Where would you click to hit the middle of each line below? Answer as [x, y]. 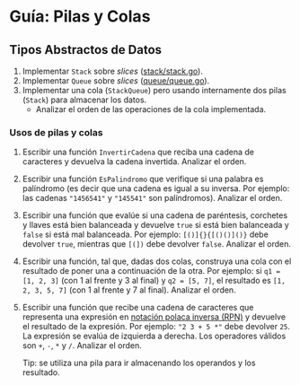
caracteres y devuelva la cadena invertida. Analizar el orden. [134, 162]
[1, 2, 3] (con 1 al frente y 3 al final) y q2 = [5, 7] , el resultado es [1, [154, 281]
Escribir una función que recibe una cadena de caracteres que [138, 308]
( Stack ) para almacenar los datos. [84, 100]
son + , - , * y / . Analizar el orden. [82, 346]
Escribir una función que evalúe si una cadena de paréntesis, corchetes [155, 215]
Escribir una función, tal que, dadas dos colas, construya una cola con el [157, 261]
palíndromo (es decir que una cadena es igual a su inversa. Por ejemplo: [156, 188]
